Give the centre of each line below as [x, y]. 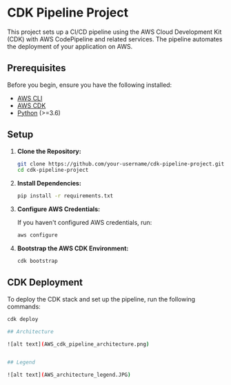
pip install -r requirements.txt [65, 196]
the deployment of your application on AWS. [70, 46]
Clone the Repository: [49, 151]
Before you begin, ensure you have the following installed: [90, 85]
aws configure [37, 235]
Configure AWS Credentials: [59, 209]
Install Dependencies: [49, 184]
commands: [24, 306]
